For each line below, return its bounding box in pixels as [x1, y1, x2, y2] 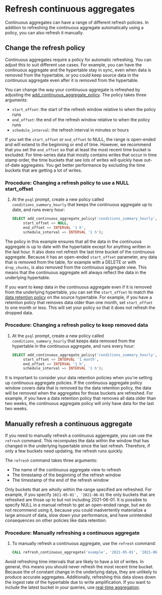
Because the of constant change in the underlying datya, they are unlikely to [5, 569, 157, 575]
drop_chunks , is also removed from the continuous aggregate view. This [5, 264, 147, 270]
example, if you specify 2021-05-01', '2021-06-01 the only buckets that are [5, 492, 156, 498]
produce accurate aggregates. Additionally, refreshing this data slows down [5, 574, 156, 580]
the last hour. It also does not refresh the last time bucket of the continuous [5, 249, 155, 255]
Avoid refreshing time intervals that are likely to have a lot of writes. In [5, 559, 144, 564]
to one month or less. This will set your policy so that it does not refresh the [5, 305, 156, 310]
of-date [5, 162, 20, 168]
